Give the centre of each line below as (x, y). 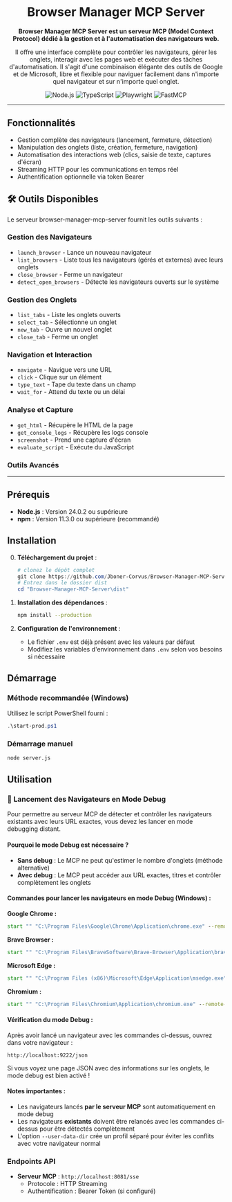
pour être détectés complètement (87, 1129)
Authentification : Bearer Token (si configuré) (91, 1191)
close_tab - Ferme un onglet (58, 337)
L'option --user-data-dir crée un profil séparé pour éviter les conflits (116, 1136)
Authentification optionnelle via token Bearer (80, 177)
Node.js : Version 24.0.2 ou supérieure (72, 511)
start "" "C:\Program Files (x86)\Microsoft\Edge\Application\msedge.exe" (117, 978)
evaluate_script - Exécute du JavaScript (76, 447)
